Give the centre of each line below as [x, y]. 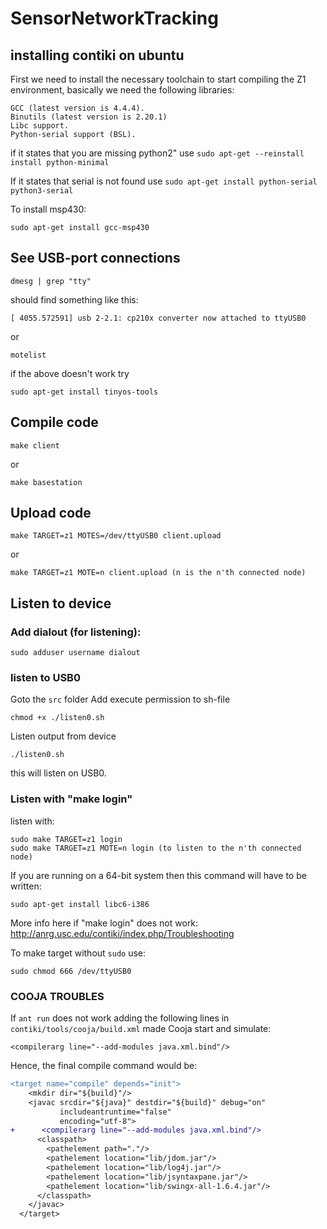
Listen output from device [63, 736]
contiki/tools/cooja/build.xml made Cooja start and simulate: [141, 1029]
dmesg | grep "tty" [51, 281]
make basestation [46, 482]
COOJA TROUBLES [57, 996]
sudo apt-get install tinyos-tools [84, 392]
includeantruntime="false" [115, 1112]
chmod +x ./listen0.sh [57, 718]
